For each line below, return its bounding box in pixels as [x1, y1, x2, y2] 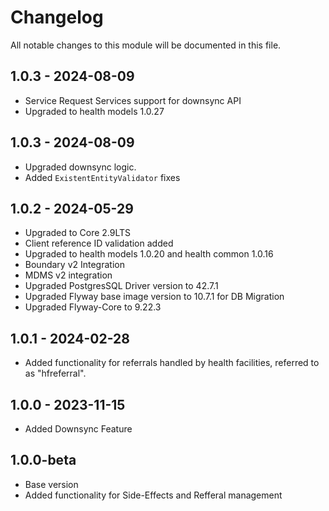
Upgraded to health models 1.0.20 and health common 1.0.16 [24, 248, 274, 260]
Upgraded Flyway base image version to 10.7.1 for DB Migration [24, 291, 285, 303]
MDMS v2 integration [24, 269, 113, 281]
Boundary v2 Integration [24, 259, 125, 271]
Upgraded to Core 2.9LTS [24, 227, 132, 239]
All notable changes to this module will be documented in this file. [10, 39, 282, 51]
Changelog [10, 6, 104, 29]
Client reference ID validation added [24, 237, 174, 250]
